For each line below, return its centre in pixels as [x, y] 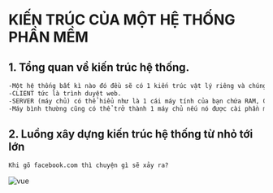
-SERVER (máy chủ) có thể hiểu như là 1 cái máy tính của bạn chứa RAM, [134, 101]
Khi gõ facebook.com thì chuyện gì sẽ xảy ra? [89, 165]
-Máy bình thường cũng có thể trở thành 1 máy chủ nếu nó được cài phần [134, 108]
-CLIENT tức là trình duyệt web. [65, 93]
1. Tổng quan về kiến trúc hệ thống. [99, 67]
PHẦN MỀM [49, 37]
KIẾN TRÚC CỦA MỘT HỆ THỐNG [122, 20]
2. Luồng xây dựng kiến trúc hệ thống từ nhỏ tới [131, 134]
